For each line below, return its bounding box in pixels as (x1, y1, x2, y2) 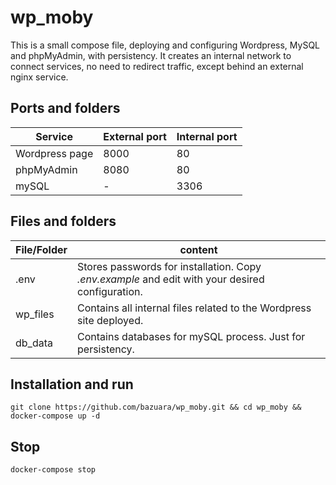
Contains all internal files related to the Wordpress (77, 301, 312, 315)
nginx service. (10, 71, 69, 83)
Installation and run (10, 376, 134, 393)
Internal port (176, 129, 238, 143)
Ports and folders (10, 100, 121, 117)
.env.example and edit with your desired (77, 272, 265, 286)
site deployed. (77, 313, 144, 327)
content (179, 242, 218, 256)
